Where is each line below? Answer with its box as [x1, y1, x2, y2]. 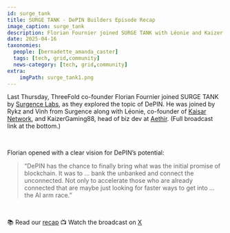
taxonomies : [7, 42, 41, 49]
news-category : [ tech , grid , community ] [13, 61, 128, 68]
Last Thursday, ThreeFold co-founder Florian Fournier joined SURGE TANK [7, 93, 219, 101]
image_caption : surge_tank [7, 23, 85, 30]
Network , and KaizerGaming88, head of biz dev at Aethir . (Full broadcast [7, 115, 213, 123]
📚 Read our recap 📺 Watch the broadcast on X [7, 218, 143, 227]
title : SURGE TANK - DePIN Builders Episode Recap [7, 16, 156, 23]
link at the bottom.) [7, 122, 61, 131]
